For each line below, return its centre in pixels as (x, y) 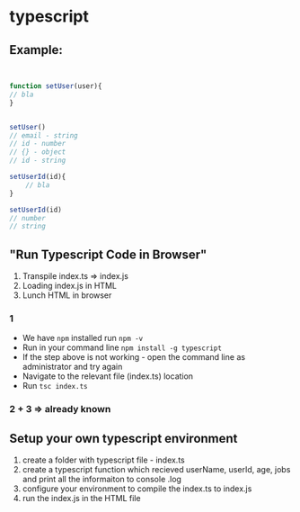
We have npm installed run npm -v (83, 338)
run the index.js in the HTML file (81, 499)
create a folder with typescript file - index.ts (104, 460)
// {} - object (38, 152)
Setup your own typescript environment (124, 438)
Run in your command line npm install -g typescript (122, 347)
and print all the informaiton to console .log (102, 480)
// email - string (44, 135)
